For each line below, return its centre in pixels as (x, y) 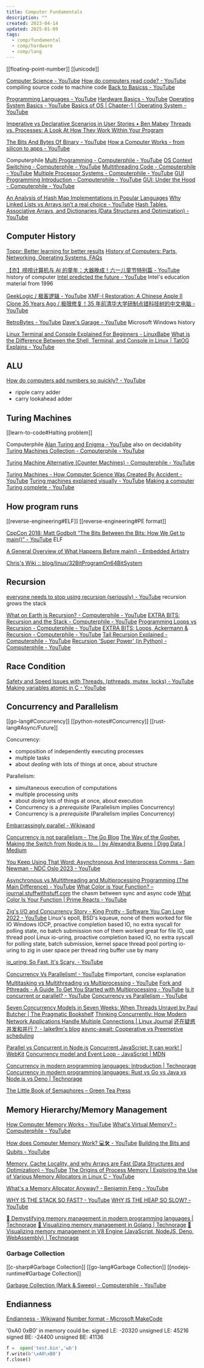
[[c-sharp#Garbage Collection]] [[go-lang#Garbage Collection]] (86, 1267)
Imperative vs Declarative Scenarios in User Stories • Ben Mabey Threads (99, 124)
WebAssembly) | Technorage (42, 1238)
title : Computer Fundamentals (45, 12)
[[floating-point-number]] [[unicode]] (53, 69)
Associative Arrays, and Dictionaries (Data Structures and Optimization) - (98, 211)
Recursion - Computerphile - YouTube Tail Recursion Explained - (87, 634)
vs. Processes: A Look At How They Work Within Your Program (85, 130)
